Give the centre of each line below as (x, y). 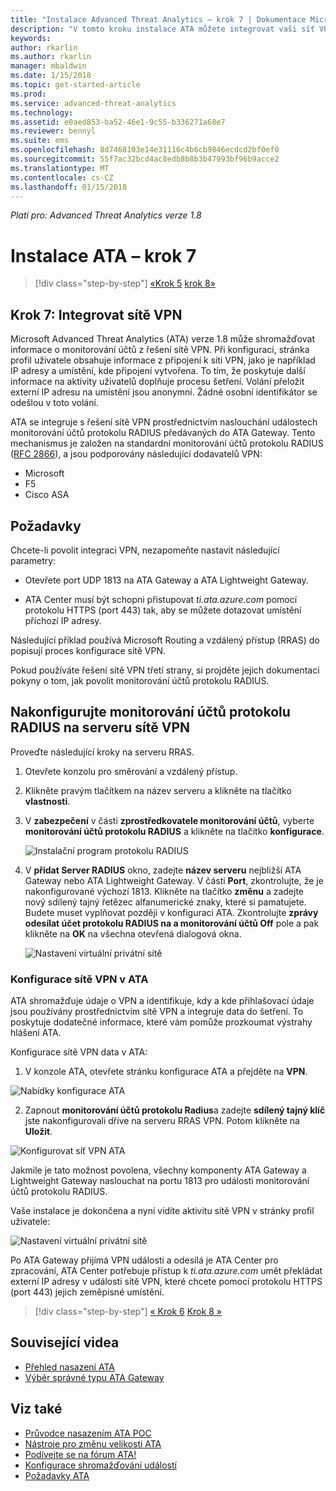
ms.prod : (28, 94)
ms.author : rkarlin (51, 57)
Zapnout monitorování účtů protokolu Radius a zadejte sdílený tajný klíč (175, 1110)
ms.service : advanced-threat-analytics (93, 103)
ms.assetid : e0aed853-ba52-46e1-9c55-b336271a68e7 (118, 122)
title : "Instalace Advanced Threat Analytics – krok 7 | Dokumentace (158, 19)
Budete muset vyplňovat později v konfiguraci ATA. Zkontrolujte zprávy (171, 912)
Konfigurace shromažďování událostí (100, 1465)
